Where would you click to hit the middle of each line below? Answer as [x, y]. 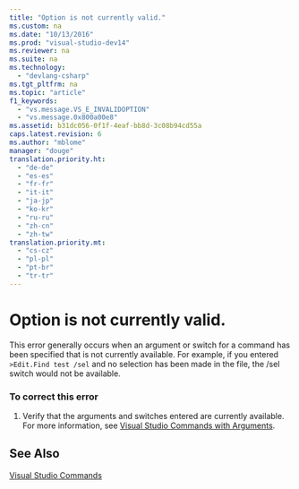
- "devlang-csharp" [54, 76]
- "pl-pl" [35, 259]
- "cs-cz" [35, 251]
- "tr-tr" [35, 276]
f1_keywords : [34, 101]
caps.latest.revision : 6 [56, 134]
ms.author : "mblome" [48, 142]
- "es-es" [35, 176]
